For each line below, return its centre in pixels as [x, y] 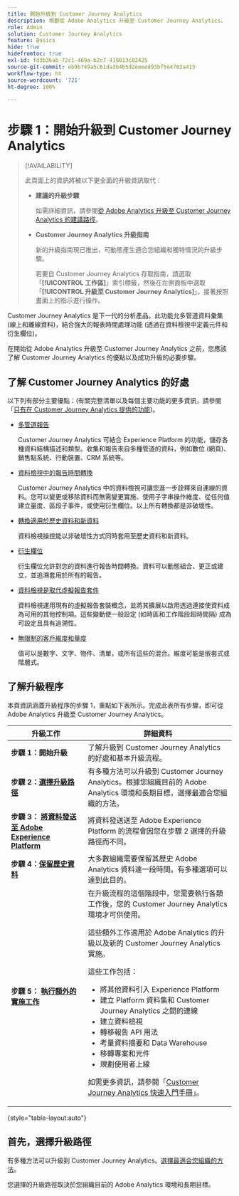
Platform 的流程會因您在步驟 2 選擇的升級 [157, 831]
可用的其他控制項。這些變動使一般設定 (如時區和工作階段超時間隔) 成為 [128, 614]
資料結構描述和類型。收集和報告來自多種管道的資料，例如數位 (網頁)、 [127, 448]
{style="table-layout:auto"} [47, 1118]
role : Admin [25, 27]
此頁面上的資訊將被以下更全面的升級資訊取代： [93, 180]
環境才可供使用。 [116, 914]
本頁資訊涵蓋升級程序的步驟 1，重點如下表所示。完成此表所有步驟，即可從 [116, 705]
